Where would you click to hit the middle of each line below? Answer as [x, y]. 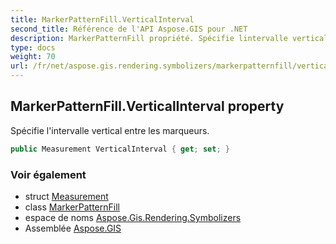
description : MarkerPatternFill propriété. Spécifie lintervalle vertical [169, 38]
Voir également [48, 174]
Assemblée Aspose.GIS [73, 228]
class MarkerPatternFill [72, 207]
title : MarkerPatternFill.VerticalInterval [102, 19]
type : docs [33, 47]
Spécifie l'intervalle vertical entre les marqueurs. [110, 130]
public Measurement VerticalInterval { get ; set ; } [120, 149]
